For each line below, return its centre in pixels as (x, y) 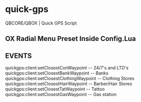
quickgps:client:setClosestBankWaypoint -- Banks (57, 73)
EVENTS (18, 56)
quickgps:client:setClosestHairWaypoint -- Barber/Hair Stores (69, 84)
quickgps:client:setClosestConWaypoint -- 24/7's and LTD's (67, 68)
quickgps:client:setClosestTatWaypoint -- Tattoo (55, 89)
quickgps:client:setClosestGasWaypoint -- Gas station (61, 94)
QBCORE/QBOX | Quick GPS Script (41, 23)
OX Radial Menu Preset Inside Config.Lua (70, 39)
